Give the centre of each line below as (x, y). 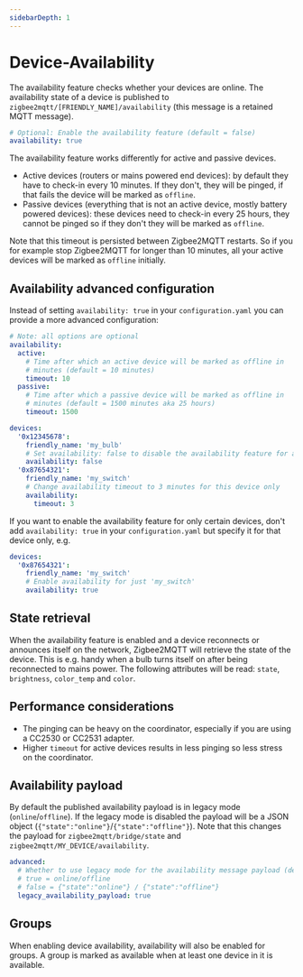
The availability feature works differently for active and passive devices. (143, 158)
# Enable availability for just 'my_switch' (110, 582)
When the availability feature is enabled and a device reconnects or (134, 640)
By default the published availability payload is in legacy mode (125, 807)
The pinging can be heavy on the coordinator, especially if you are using (156, 728)
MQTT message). (41, 116)
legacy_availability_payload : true (84, 895)
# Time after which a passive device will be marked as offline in (155, 395)
